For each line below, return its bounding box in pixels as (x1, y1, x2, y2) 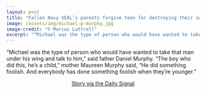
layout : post (6, 9, 40, 15)
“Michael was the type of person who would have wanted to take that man (6, 48, 194, 56)
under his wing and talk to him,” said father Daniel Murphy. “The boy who (6, 55, 191, 62)
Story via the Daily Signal (71, 80, 135, 87)
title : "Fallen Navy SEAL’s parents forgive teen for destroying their (6, 15, 193, 21)
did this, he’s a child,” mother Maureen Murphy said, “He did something (6, 62, 186, 69)
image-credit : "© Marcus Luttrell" (6, 26, 97, 32)
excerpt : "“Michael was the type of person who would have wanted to (6, 32, 188, 38)
